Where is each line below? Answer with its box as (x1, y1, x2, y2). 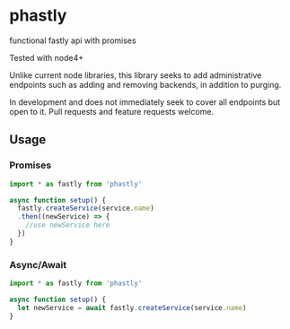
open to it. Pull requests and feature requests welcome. (9, 106, 214, 117)
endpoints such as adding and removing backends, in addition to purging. (9, 79, 282, 90)
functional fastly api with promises (9, 35, 136, 46)
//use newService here (25, 221, 110, 229)
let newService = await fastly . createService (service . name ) (17, 303, 247, 312)
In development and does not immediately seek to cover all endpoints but (9, 96, 281, 108)
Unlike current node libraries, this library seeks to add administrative (9, 69, 262, 81)
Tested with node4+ (9, 52, 83, 63)
